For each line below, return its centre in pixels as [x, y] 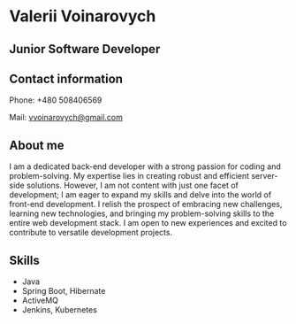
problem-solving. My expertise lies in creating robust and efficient [129, 176]
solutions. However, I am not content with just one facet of [132, 185]
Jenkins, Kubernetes [59, 310]
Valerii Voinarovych [83, 16]
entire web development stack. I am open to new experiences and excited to [148, 223]
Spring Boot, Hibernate [64, 291]
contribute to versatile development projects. [91, 233]
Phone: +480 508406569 [56, 100]
